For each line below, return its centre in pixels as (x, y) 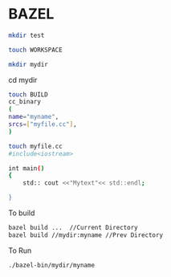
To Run (20, 251)
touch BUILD (28, 94)
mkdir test (26, 35)
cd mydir (23, 79)
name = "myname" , (34, 117)
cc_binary (25, 102)
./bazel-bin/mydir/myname (51, 265)
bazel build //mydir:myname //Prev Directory (85, 235)
